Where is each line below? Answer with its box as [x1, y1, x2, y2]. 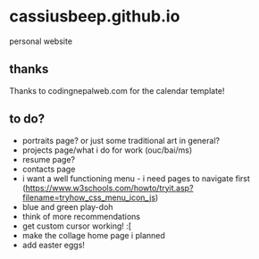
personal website [9, 36, 73, 46]
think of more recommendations [21, 211, 141, 221]
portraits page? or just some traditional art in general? [21, 135, 221, 146]
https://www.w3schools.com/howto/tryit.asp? [25, 182, 194, 193]
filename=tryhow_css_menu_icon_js [21, 192, 156, 203]
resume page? [21, 154, 76, 164]
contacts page [21, 163, 76, 174]
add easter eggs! [21, 239, 85, 250]
